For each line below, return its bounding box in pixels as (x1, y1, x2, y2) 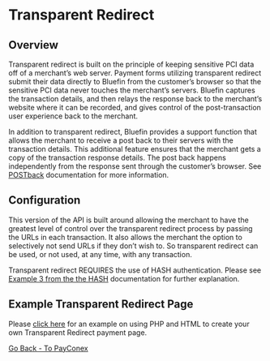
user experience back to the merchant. (8, 111, 139, 121)
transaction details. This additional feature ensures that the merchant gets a (8, 144, 261, 153)
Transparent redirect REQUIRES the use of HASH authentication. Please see (8, 265, 262, 275)
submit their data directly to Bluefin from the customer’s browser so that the (8, 77, 262, 86)
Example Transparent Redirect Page (8, 298, 194, 312)
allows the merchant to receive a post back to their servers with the (8, 135, 234, 145)
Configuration (8, 193, 81, 208)
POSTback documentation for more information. (8, 170, 169, 179)
